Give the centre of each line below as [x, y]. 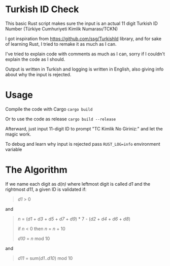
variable [14, 149]
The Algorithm [36, 170]
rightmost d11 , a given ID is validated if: [46, 189]
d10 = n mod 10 [33, 238]
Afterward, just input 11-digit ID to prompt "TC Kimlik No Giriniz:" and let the [84, 128]
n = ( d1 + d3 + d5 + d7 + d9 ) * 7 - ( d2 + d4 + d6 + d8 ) [74, 219]
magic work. [18, 134]
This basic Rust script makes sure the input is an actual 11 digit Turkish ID [82, 23]
